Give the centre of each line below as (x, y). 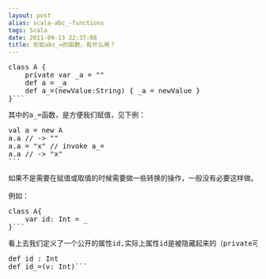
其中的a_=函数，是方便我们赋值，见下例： (77, 115)
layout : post (30, 15)
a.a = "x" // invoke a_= (56, 146)
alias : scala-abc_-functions (56, 23)
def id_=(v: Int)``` (48, 267)
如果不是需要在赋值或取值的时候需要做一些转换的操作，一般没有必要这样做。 (133, 178)
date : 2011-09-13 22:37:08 (53, 38)
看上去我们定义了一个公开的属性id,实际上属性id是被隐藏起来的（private (131, 243)
